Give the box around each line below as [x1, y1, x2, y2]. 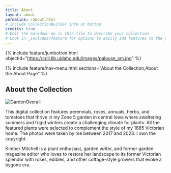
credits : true [5, 26, 36, 32]
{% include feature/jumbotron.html [5, 49, 78, 56]
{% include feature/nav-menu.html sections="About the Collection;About [5, 65, 158, 71]
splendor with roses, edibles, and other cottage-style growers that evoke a [5, 156, 162, 162]
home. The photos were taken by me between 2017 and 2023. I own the [5, 130, 156, 136]
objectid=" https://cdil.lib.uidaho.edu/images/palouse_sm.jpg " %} [5, 55, 141, 61]
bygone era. [5, 161, 31, 168]
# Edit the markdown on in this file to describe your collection [5, 31, 149, 36]
